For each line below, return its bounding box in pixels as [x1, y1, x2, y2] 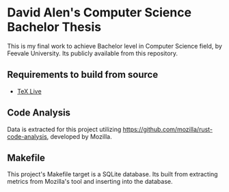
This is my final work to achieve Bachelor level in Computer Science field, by [7, 42, 222, 50]
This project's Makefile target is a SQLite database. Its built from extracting [7, 170, 218, 178]
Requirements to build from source [7, 69, 159, 81]
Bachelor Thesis [7, 19, 101, 35]
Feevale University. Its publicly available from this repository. [7, 49, 178, 57]
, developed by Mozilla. [46, 132, 113, 141]
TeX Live [16, 87, 42, 95]
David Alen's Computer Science [7, 5, 192, 20]
